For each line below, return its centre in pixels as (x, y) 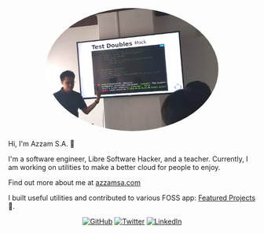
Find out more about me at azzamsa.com (75, 183)
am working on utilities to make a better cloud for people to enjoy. (114, 167)
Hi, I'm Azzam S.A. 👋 (41, 144)
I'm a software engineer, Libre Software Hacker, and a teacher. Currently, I (128, 159)
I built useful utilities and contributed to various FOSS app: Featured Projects (132, 198)
